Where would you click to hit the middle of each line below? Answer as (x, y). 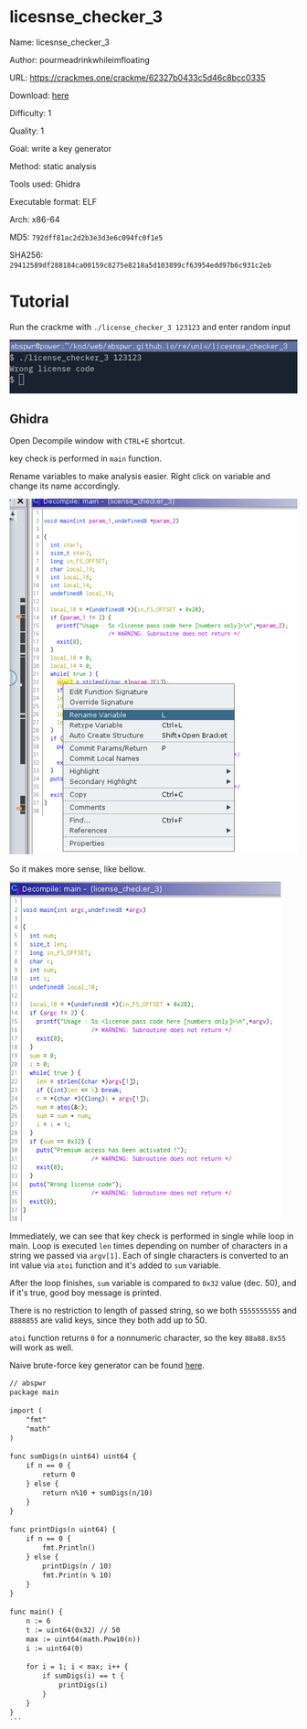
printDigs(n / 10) (77, 1566)
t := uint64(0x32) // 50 (73, 1630)
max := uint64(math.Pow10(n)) (84, 1639)
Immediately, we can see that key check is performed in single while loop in (152, 1236)
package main (34, 1392)
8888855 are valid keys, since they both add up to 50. (108, 1320)
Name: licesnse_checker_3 (59, 42)
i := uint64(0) (55, 1648)
